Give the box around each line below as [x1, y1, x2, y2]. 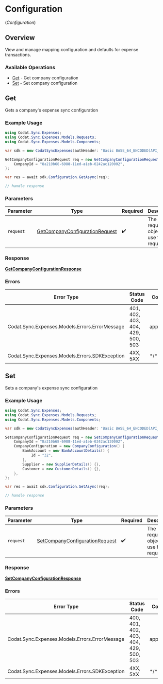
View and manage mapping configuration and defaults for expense [5, 46, 139, 52]
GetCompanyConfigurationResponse [5, 266, 81, 272]
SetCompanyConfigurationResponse [5, 575, 81, 581]
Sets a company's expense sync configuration [5, 385, 98, 390]
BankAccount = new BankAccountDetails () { [22, 448, 110, 453]
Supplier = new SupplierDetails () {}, [22, 462, 101, 467]
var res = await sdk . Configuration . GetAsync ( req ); [5, 175, 110, 180]
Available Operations [5, 64, 56, 71]
